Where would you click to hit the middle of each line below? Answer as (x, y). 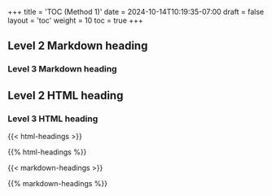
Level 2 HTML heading (66, 96)
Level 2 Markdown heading (78, 46)
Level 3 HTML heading (53, 119)
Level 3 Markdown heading (62, 69)
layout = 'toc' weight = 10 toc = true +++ (75, 20)
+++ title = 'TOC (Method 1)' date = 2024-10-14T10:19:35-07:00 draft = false (136, 12)
